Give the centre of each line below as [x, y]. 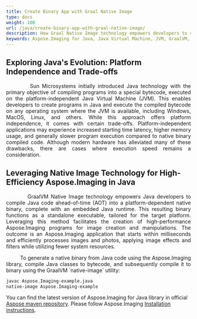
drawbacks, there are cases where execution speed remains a [98, 148]
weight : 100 [21, 22]
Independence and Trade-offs [62, 72]
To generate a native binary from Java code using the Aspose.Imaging [106, 258]
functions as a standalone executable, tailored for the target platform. [98, 215]
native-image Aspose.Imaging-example [52, 286]
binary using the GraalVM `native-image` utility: [63, 270]
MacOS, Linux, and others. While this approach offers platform [98, 117]
